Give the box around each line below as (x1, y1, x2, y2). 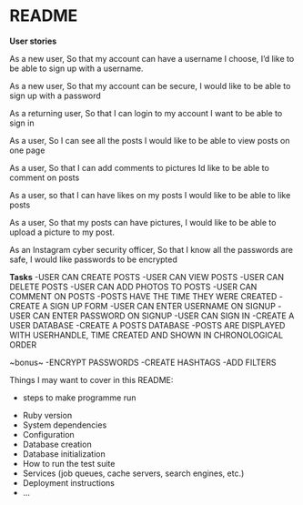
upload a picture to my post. (9, 227, 116, 237)
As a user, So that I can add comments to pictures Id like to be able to (9, 162, 270, 173)
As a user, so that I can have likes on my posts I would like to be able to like (9, 189, 291, 200)
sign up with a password (9, 90, 102, 101)
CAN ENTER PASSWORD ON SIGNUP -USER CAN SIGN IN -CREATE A (32, 310, 295, 321)
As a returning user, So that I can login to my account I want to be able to (9, 107, 283, 118)
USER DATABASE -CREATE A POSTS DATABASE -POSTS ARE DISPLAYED (9, 319, 286, 330)
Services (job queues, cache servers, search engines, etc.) (22, 468, 245, 479)
